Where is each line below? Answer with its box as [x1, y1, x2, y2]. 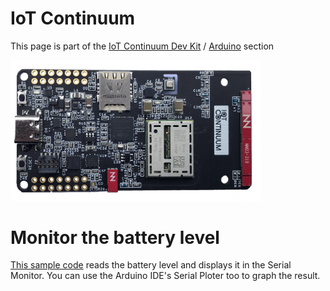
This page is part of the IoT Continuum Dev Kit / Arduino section [10, 40, 275, 52]
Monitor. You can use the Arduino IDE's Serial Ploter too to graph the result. [10, 270, 321, 282]
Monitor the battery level [10, 226, 220, 249]
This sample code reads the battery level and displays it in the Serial [10, 259, 292, 271]
